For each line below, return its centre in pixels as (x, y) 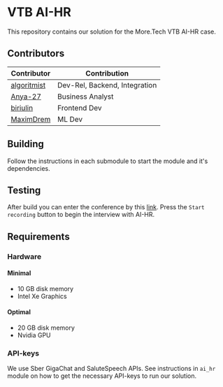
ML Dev (70, 119)
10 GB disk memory (45, 288)
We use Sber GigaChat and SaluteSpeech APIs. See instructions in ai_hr (111, 369)
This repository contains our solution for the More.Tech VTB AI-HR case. (112, 31)
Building (26, 144)
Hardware (24, 256)
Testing (24, 190)
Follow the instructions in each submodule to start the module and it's (108, 161)
